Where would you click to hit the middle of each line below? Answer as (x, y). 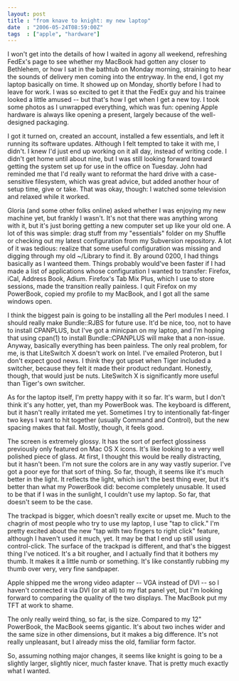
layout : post (27, 14)
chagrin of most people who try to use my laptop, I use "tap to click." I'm (113, 523)
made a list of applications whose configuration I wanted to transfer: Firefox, (119, 271)
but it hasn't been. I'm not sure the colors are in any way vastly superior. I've (119, 464)
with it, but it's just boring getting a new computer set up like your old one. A (119, 226)
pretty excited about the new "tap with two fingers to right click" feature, (114, 531)
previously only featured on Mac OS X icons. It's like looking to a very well (116, 449)
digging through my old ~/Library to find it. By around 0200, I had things (113, 256)
